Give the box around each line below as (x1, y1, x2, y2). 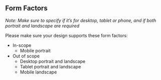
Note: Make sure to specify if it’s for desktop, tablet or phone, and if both (5, 17, 156, 23)
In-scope (12, 42, 32, 48)
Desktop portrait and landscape (20, 58, 86, 64)
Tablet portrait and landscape (20, 63, 81, 69)
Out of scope (12, 53, 40, 59)
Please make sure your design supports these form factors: (5, 32, 128, 38)
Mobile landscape (20, 69, 57, 75)
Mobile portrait (20, 47, 51, 53)
